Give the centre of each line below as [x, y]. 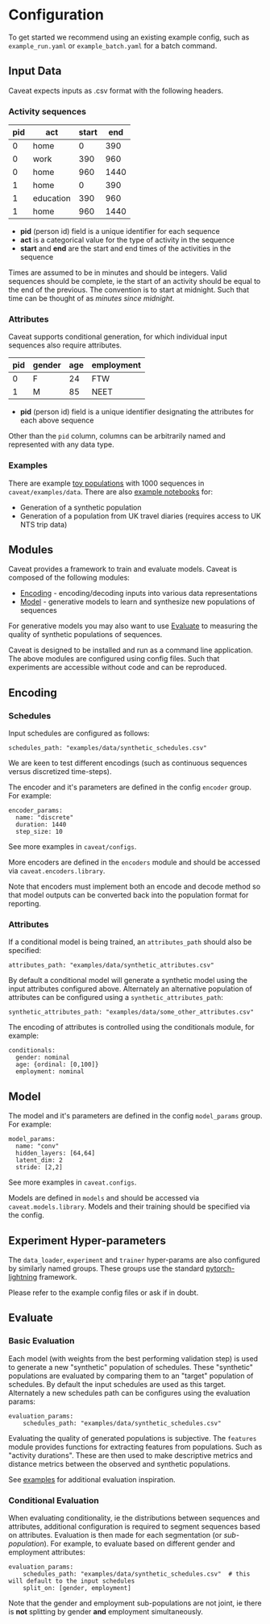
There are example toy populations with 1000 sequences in [106, 483]
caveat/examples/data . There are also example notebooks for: [111, 491]
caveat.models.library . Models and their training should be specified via [129, 1206]
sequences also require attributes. [65, 345]
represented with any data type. [61, 444]
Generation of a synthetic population [81, 507]
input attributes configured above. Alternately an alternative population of [130, 989]
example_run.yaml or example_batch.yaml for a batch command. [113, 45]
